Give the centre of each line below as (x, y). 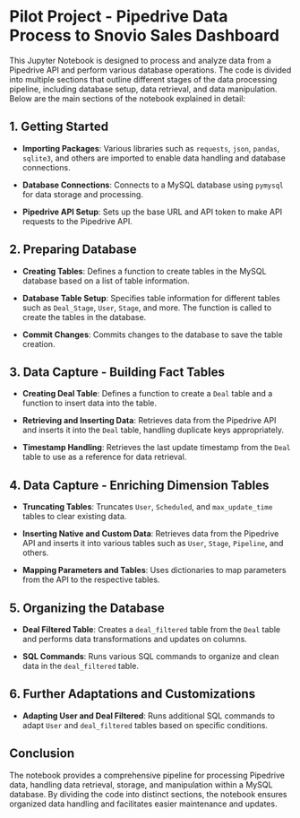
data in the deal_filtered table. (80, 666)
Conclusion (42, 754)
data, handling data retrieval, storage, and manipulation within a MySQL (141, 784)
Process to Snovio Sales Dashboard (145, 35)
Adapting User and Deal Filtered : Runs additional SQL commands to (149, 716)
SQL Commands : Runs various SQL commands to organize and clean (150, 656)
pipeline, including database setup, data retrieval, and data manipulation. (143, 89)
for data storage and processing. (82, 194)
